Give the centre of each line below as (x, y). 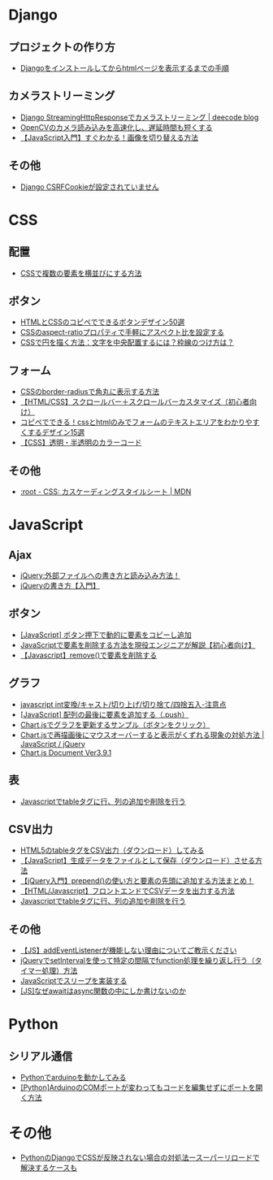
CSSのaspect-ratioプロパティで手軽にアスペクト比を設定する (122, 332)
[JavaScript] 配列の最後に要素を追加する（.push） (104, 714)
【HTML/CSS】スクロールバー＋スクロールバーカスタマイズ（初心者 (135, 402)
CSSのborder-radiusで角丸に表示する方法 (90, 392)
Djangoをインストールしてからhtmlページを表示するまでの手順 (124, 68)
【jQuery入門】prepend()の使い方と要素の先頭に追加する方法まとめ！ (137, 881)
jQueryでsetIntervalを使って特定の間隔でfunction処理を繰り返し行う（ (137, 961)
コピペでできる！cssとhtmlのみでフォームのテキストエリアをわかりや (136, 422)
